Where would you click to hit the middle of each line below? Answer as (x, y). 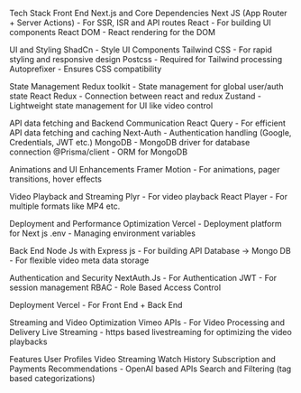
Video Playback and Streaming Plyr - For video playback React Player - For (149, 196)
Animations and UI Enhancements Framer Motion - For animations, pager (145, 169)
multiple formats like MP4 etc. (65, 206)
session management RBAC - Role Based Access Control (115, 287)
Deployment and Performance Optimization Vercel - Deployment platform (146, 224)
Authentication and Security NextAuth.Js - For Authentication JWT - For (143, 278)
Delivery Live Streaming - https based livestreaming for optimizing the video (151, 332)
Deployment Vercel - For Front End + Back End (96, 305)
